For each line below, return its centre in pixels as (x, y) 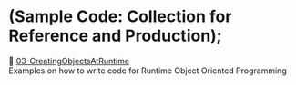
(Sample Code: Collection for (120, 17)
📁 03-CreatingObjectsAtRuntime (69, 61)
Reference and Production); (115, 36)
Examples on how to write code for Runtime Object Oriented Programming (148, 71)
